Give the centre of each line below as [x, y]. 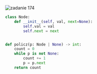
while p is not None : [36, 54]
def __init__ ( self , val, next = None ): [53, 21]
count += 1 [34, 58]
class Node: [17, 17]
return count [28, 67]
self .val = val [39, 26]
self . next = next [41, 31]
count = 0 [24, 49]
